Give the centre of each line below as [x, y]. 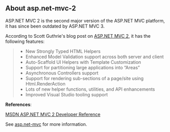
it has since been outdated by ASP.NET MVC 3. [55, 26]
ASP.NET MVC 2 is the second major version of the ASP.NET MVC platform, [85, 20]
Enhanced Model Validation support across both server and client [94, 57]
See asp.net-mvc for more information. [46, 124]
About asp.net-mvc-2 [41, 8]
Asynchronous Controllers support [62, 73]
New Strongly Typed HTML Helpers [63, 51]
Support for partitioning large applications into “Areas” [83, 67]
